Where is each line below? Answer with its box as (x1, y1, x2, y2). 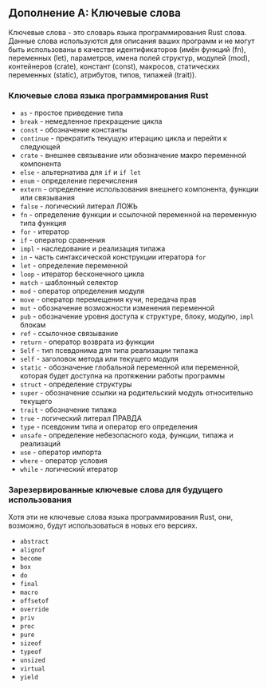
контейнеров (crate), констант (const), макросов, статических (8, 61, 221, 71)
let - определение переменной (19, 261, 128, 271)
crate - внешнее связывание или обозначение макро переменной (19, 151, 247, 160)
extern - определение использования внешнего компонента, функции (19, 184, 259, 194)
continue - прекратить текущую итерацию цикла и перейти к (19, 133, 227, 143)
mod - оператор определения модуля (19, 287, 145, 296)
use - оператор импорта (19, 447, 102, 457)
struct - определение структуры (19, 379, 132, 390)
